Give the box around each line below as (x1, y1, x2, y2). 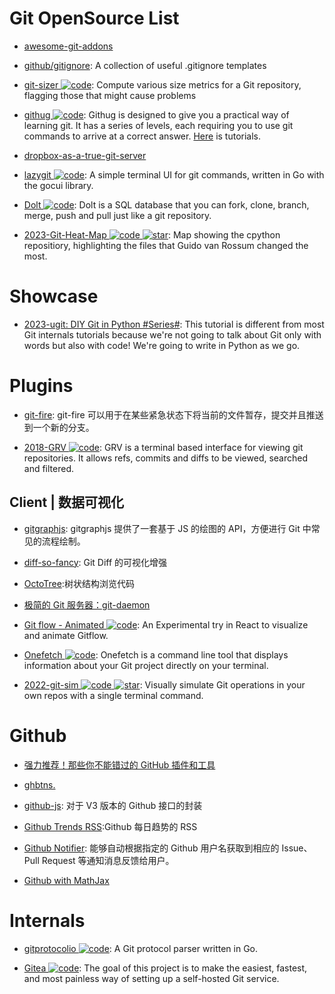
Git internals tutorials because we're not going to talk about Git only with (23, 328, 322, 341)
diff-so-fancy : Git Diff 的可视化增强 (23, 556, 168, 568)
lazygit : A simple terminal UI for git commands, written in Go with (23, 168, 325, 181)
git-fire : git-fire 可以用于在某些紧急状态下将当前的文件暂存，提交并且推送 (23, 408, 324, 421)
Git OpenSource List (9, 7, 180, 30)
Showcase (9, 285, 99, 308)
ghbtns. (23, 778, 56, 791)
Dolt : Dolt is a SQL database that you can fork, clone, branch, (23, 198, 310, 211)
